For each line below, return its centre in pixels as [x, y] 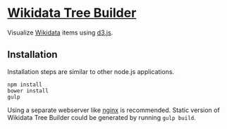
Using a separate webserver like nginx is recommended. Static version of [114, 110]
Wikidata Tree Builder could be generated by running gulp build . [102, 117]
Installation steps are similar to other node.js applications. [91, 71]
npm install [25, 85]
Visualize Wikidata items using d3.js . [60, 32]
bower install [28, 91]
